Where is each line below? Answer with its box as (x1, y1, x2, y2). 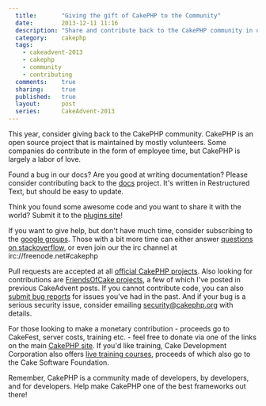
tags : (15, 41, 34, 49)
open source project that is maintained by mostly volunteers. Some (8, 138, 227, 147)
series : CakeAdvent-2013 (15, 108, 115, 116)
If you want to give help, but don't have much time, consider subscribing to (8, 226, 253, 235)
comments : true (15, 78, 77, 86)
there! (8, 390, 28, 399)
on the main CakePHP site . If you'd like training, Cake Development (8, 341, 227, 350)
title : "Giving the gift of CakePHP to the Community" (15, 11, 222, 20)
